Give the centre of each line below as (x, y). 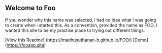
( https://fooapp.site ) (25, 45)
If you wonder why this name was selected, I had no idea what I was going (81, 20)
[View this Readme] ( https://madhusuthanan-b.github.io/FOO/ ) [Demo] (77, 40)
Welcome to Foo (30, 8)
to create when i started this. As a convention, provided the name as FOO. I (81, 25)
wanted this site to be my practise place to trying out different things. (75, 30)
